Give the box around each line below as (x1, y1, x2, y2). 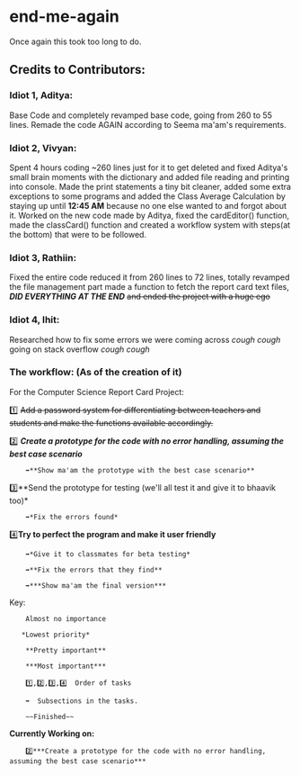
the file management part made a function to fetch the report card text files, (9, 282, 290, 293)
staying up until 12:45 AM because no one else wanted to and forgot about (9, 200, 287, 211)
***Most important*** (25, 662, 106, 671)
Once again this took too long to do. (9, 36, 142, 47)
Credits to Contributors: (9, 62, 146, 77)
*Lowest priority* (21, 630, 91, 639)
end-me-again (9, 6, 119, 27)
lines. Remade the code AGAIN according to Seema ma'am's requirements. (9, 119, 287, 130)
